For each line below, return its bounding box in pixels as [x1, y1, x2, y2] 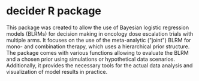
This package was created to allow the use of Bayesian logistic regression [6, 24, 189, 31]
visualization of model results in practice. [6, 68, 108, 75]
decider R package [6, 4, 102, 18]
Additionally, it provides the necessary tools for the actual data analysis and [6, 61, 193, 69]
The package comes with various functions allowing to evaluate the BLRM [6, 49, 189, 56]
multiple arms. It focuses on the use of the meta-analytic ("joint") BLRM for [6, 36, 191, 43]
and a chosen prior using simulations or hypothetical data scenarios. [6, 55, 176, 63]
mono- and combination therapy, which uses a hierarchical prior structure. [6, 43, 190, 50]
